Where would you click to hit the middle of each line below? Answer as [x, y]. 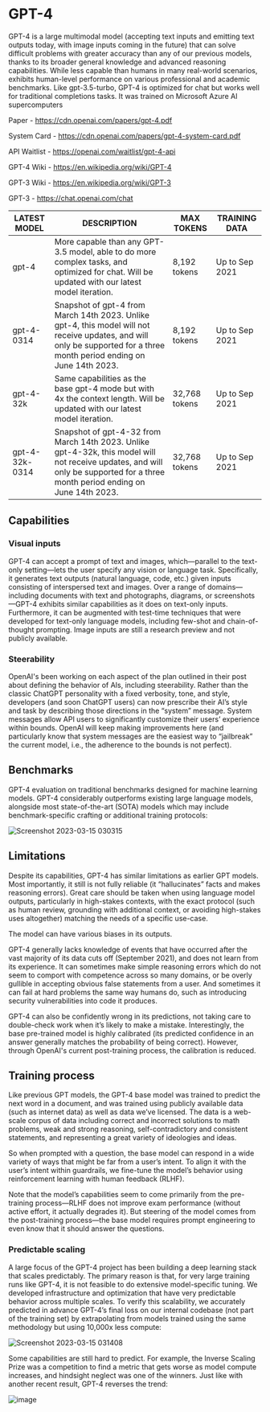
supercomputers [36, 105]
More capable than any [98, 241]
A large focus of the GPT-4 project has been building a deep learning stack [133, 1267]
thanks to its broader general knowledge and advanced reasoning [117, 62]
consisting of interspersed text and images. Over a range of [107, 587]
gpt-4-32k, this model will [105, 451]
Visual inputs [35, 544]
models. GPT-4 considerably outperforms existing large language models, [131, 798]
